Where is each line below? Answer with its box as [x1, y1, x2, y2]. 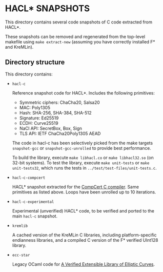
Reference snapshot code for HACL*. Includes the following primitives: [12, 90, 155, 96]
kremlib [12, 223, 28, 228]
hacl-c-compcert [12, 175, 45, 180]
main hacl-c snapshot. [12, 213, 58, 219]
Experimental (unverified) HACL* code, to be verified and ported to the [12, 208, 155, 214]
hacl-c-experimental [12, 199, 54, 204]
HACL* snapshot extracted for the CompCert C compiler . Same [12, 184, 139, 190]
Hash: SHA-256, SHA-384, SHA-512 [19, 110, 92, 116]
